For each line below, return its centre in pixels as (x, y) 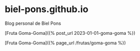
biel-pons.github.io (47, 9)
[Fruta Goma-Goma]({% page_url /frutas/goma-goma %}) (65, 43)
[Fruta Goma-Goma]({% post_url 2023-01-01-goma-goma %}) (70, 33)
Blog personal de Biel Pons (33, 23)
